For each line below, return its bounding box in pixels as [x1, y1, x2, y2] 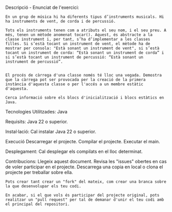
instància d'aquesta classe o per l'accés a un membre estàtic [5, 82, 144, 87]
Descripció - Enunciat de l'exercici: [5, 5, 80, 10]
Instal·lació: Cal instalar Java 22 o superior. [5, 128, 97, 134]
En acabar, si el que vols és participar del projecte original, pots [5, 192, 160, 198]
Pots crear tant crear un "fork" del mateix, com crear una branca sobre [5, 179, 167, 184]
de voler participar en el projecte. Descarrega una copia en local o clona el [5, 164, 163, 170]
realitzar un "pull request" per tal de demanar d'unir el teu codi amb [5, 197, 164, 202]
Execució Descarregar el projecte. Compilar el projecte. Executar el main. [5, 139, 160, 144]
